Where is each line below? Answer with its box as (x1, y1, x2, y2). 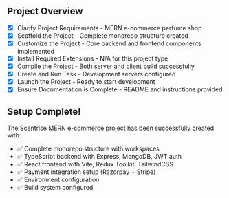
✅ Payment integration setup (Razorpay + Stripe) (17, 168, 156, 176)
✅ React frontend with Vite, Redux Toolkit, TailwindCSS (17, 160, 174, 168)
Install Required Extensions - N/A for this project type (17, 54, 168, 63)
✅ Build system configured (17, 184, 94, 192)
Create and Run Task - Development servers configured (17, 70, 176, 78)
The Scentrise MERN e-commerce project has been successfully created (7, 124, 215, 133)
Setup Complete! (7, 106, 81, 118)
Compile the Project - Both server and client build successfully (17, 62, 195, 71)
